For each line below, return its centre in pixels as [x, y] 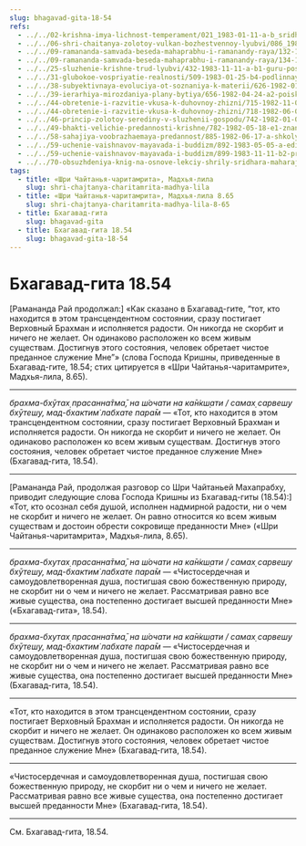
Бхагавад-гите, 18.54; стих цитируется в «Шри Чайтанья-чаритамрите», [149, 367]
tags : [20, 171]
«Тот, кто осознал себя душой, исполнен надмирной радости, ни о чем [148, 507]
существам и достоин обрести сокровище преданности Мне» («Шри [144, 527]
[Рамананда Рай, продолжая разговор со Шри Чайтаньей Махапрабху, [148, 487]
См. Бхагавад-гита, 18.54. [59, 832]
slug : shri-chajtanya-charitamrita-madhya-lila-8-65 [128, 205]
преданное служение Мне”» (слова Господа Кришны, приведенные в [145, 358]
